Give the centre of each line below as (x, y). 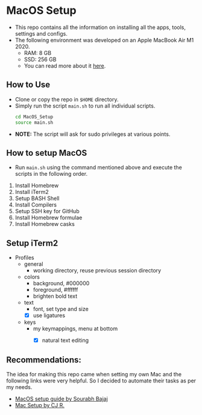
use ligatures (49, 315)
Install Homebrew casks (45, 224)
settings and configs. (41, 33)
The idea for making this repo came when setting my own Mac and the (94, 375)
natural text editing (65, 340)
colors (32, 277)
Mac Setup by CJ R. (40, 405)
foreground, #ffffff (55, 290)
